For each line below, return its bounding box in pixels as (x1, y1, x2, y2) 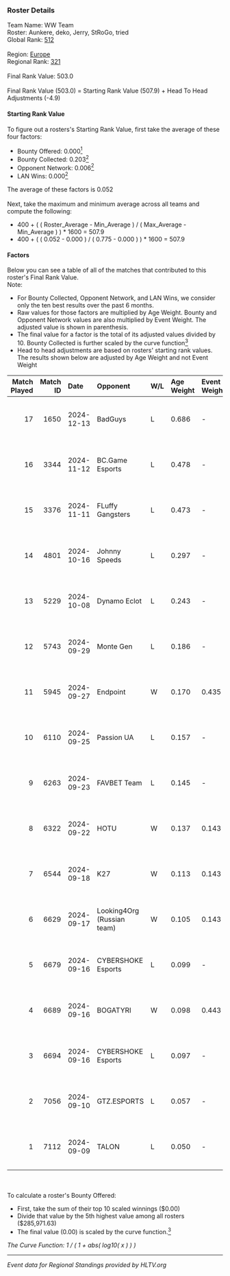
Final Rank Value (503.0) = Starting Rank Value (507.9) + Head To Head (7, 86, 208, 95)
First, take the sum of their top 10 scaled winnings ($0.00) (16, 1204, 180, 1213)
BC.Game (97, 455, 128, 465)
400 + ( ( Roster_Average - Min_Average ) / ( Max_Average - (16, 220, 187, 229)
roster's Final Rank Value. (7, 273, 79, 281)
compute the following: (7, 207, 72, 216)
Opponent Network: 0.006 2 (16, 162, 94, 172)
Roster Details (7, 5, 55, 15)
